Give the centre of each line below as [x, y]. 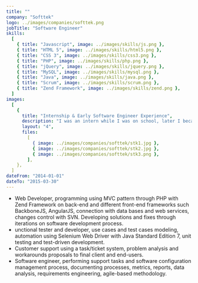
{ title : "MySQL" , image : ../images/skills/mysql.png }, [88, 72]
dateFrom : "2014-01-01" [35, 176]
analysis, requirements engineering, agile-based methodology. [90, 273]
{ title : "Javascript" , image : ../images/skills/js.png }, [91, 45]
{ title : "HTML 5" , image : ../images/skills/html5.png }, [89, 50]
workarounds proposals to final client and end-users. [79, 255]
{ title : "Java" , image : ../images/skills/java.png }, [85, 77]
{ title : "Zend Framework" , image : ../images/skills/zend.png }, [99, 88]
